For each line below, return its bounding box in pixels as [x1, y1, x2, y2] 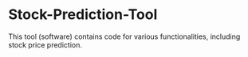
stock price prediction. [8, 40, 82, 49]
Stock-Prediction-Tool [8, 6, 158, 24]
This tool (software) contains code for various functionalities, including [8, 32, 241, 41]
